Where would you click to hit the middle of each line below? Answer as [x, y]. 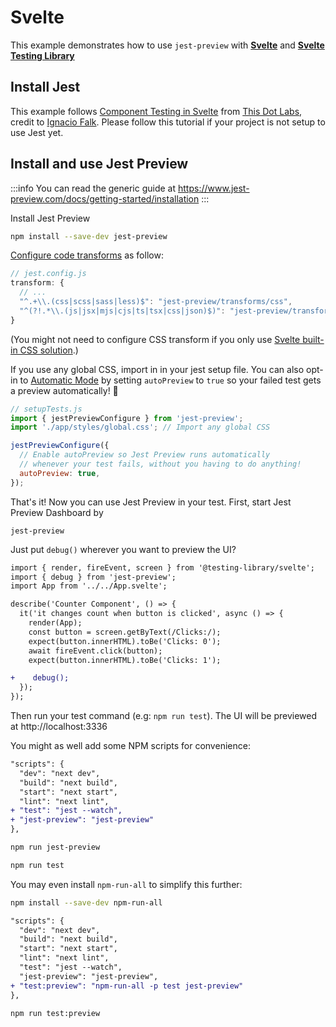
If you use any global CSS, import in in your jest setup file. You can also [157, 369]
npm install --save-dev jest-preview [89, 236]
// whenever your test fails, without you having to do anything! [160, 464]
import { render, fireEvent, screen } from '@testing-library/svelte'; [162, 567]
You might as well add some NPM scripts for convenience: [130, 746]
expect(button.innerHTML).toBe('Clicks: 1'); [125, 660]
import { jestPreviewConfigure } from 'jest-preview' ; [127, 418]
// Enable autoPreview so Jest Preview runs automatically [145, 455]
